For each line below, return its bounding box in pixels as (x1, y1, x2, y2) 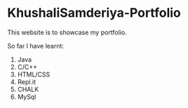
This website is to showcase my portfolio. (7, 28, 128, 36)
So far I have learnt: (7, 41, 65, 50)
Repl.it (17, 77, 36, 86)
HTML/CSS (17, 70, 51, 79)
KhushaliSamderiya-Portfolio (7, 5, 181, 21)
